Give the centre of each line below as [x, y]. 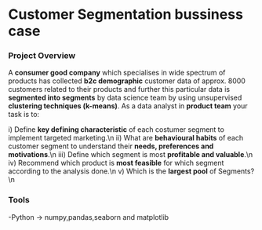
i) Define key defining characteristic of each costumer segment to [116, 130]
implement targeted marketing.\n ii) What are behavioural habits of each [126, 138]
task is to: [24, 115]
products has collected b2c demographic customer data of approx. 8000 [127, 81]
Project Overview [42, 56]
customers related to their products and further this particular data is [119, 89]
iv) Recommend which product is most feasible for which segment [116, 163]
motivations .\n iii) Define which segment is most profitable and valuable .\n [131, 155]
